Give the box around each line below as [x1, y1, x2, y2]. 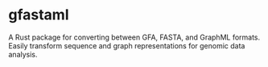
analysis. [8, 49, 38, 59]
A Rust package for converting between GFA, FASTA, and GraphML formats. [8, 32, 261, 42]
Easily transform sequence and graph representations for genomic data [8, 40, 245, 50]
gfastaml [8, 6, 70, 24]
